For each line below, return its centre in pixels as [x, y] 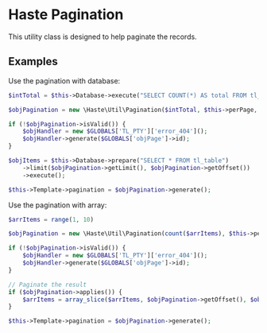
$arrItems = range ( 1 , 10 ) [51, 219]
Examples [33, 62]
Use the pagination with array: [58, 205]
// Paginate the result [48, 285]
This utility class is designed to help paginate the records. [103, 37]
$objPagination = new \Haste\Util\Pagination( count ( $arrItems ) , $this [128, 234]
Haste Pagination [66, 15]
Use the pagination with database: [64, 80]
